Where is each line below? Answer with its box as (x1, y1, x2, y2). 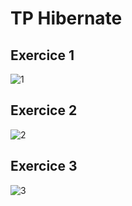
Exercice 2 (10, 102, 78, 119)
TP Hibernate (10, 7, 123, 30)
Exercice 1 (10, 47, 75, 64)
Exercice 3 (10, 158, 78, 175)
